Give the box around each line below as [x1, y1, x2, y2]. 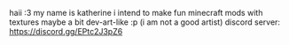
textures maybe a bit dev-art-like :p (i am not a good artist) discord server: [9, 17, 281, 27]
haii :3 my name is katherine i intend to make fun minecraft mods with [9, 8, 263, 18]
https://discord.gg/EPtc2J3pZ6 [9, 26, 123, 36]
